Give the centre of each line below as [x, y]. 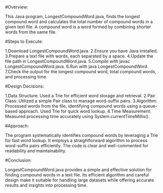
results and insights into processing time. [46, 185]
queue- [150, 106]
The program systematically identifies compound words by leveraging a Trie [82, 135]
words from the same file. [31, 32]
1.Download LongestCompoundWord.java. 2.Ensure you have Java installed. [81, 51]
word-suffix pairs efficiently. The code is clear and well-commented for [77, 145]
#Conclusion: [18, 160]
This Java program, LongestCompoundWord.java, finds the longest [72, 16]
